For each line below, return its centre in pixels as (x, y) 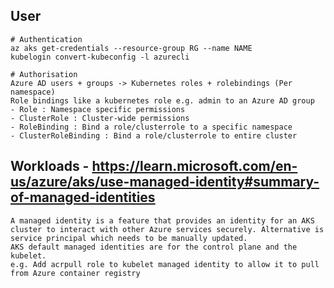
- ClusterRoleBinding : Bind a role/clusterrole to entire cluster (154, 135)
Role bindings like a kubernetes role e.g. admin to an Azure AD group (162, 100)
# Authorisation (44, 74)
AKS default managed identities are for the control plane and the (154, 247)
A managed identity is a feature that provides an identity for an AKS (162, 220)
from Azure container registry (75, 273)
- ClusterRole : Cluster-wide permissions (100, 118)
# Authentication (46, 39)
